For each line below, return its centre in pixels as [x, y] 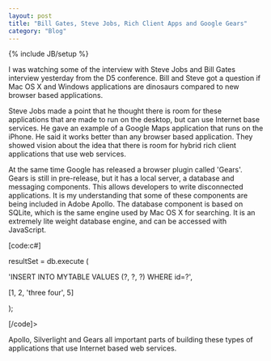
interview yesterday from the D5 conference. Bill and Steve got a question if [135, 79]
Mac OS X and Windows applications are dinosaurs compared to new [124, 87]
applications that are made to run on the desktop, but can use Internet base [134, 120]
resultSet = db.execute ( [49, 261]
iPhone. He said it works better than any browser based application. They [131, 137]
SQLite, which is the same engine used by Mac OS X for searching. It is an [132, 213]
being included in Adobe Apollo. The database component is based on [126, 204]
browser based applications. [56, 96]
